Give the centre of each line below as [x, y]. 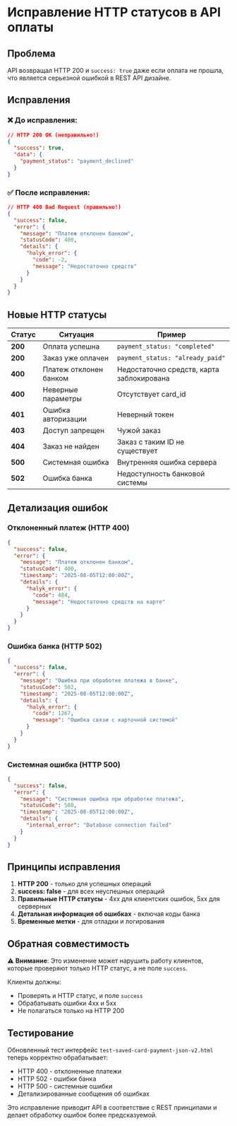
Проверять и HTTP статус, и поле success [80, 996]
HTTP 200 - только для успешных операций [84, 884]
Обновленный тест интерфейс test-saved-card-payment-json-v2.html [110, 1050]
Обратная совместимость [68, 944]
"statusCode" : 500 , [49, 806]
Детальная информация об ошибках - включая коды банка [109, 914]
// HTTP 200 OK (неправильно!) [53, 135]
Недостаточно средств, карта [168, 370]
